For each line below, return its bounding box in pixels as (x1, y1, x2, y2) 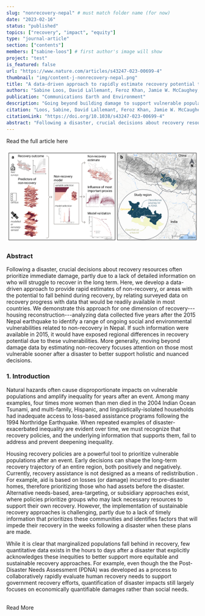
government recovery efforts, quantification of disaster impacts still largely (6, 579, 194, 586)
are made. (6, 528, 32, 535)
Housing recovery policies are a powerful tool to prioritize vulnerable (6, 450, 179, 457)
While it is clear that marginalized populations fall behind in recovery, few (6, 539, 190, 547)
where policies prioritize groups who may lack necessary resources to (6, 495, 183, 503)
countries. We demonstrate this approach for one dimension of (6, 305, 165, 312)
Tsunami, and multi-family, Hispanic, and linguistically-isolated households (6, 405, 194, 413)
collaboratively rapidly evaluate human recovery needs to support (6, 573, 172, 580)
